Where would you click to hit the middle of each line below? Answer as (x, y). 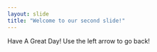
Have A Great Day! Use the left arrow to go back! (79, 41)
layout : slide (28, 14)
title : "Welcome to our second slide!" (66, 21)
